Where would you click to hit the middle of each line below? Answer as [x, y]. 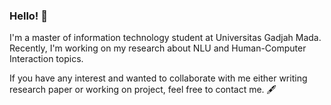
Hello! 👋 [29, 16]
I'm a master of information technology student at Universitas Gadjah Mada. [165, 38]
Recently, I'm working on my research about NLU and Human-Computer [158, 48]
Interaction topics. [46, 59]
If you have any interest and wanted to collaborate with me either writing [158, 78]
